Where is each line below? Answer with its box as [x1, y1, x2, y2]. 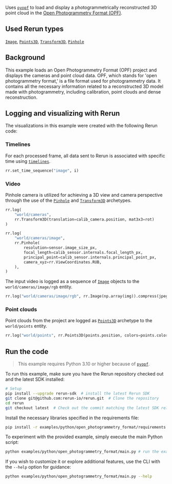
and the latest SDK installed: [5, 376, 65, 382]
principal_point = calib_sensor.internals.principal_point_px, [24, 254, 157, 260]
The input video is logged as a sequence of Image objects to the [5, 278, 140, 285]
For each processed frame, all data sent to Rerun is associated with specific [5, 153, 165, 159]
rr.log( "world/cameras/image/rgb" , [5, 294, 81, 299]
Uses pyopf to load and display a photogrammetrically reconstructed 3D [5, 5, 157, 10]
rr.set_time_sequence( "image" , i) [5, 168, 79, 173]
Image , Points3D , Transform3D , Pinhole [5, 38, 84, 44]
